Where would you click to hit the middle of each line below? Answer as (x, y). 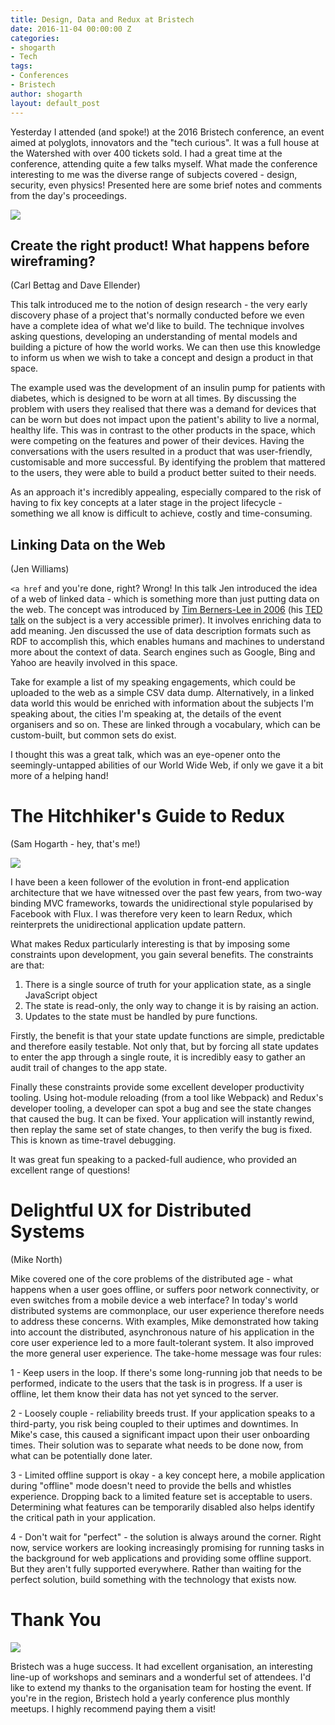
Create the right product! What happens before (160, 245)
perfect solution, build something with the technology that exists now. (153, 1579)
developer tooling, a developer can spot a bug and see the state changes (161, 1108)
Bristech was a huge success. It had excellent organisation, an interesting (161, 1666)
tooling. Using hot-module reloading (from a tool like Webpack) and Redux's (167, 1098)
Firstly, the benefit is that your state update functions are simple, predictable (167, 1036)
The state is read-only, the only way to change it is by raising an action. (172, 1006)
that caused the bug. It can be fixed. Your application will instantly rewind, (162, 1119)
